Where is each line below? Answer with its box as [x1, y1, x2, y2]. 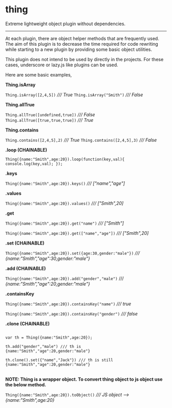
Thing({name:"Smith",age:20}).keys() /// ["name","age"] [5, 180, 125, 186]
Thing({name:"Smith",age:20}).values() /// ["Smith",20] [5, 200, 124, 206]
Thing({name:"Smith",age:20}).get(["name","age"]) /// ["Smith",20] [5, 230, 149, 236]
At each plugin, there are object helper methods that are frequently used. [5, 35, 160, 42]
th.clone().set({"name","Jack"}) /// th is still [5, 357, 114, 363]
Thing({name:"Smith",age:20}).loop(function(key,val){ [5, 157, 125, 162]
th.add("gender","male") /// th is [5, 344, 81, 349]
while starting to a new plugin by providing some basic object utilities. [5, 46, 153, 52]
